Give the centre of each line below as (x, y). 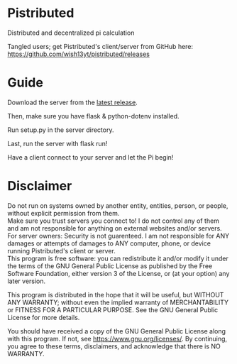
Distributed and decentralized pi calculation (71, 33)
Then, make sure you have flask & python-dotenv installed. (93, 116)
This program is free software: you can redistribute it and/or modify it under (118, 258)
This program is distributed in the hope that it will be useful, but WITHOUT (116, 294)
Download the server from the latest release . (73, 102)
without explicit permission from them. (64, 213)
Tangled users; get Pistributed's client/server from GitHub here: (100, 46)
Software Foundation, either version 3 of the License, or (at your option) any (118, 273)
